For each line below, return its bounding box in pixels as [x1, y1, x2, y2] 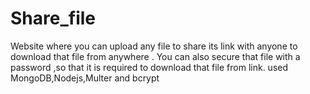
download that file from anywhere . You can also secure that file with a [10, 50, 301, 62]
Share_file [10, 7, 96, 30]
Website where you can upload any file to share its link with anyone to [10, 40, 298, 52]
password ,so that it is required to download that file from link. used [10, 61, 289, 73]
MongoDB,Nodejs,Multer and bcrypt [10, 72, 160, 84]
